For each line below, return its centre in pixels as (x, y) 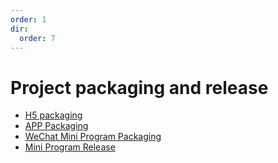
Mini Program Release (70, 147)
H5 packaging (53, 115)
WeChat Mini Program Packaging (93, 137)
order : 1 (28, 19)
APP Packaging (56, 126)
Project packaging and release (139, 87)
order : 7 (37, 38)
